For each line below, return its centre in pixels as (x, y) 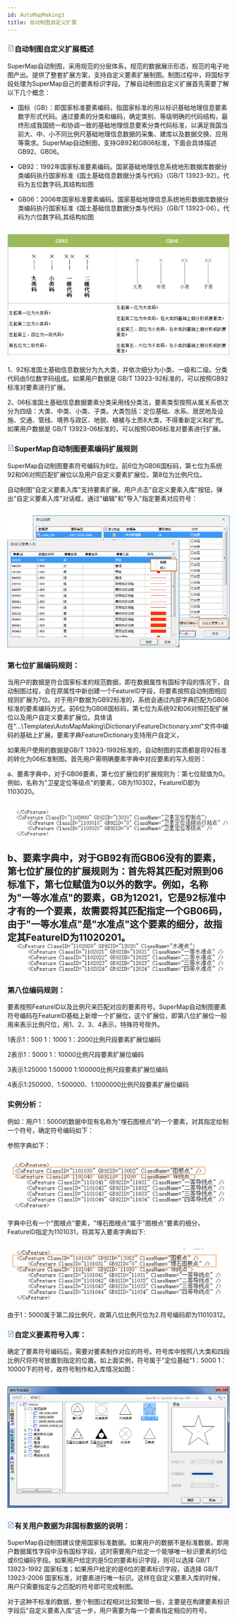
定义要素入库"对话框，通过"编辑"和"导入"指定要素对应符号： (110, 498)
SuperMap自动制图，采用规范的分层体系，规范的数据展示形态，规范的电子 (115, 66)
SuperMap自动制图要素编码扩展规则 (76, 449)
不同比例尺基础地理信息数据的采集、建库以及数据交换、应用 (141, 133)
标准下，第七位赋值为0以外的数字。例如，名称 (108, 884)
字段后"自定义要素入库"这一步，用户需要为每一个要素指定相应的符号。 (109, 1610)
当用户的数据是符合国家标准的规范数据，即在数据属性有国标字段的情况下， (115, 682)
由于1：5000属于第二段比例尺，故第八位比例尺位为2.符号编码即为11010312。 (118, 1315)
